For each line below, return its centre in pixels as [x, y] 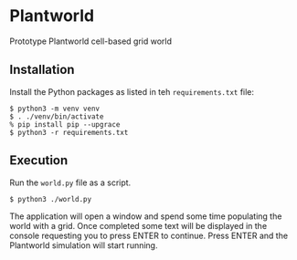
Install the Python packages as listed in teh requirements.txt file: [132, 91]
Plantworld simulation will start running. [84, 245]
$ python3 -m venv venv [55, 109]
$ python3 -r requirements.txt [69, 132]
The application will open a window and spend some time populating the [146, 216]
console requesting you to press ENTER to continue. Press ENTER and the [149, 235]
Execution [39, 161]
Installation [42, 70]
